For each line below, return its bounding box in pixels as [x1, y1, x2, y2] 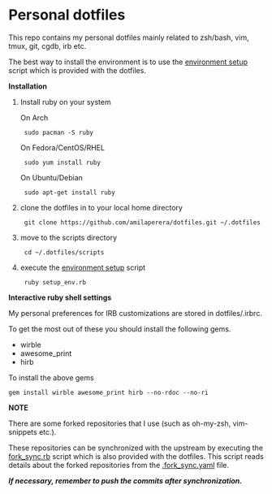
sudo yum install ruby [24, 158, 101, 167]
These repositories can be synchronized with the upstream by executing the [8, 443, 264, 453]
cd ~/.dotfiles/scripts [24, 248, 105, 257]
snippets [8, 427, 38, 436]
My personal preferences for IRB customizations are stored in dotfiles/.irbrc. [8, 308, 262, 318]
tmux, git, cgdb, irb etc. [8, 41, 87, 50]
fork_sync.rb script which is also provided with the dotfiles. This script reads [8, 451, 264, 461]
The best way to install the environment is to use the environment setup [8, 57, 248, 67]
